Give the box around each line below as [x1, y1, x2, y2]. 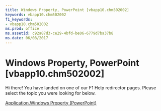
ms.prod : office [5, 26, 39, 31]
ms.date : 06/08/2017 [5, 36, 49, 41]
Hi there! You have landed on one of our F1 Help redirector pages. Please [5, 84, 156, 91]
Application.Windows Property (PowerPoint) [5, 99, 97, 106]
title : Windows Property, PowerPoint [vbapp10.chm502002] [5, 7, 129, 13]
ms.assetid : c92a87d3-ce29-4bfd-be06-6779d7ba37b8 [5, 31, 114, 36]
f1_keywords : [5, 17, 33, 22]
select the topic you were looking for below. [5, 90, 96, 96]
